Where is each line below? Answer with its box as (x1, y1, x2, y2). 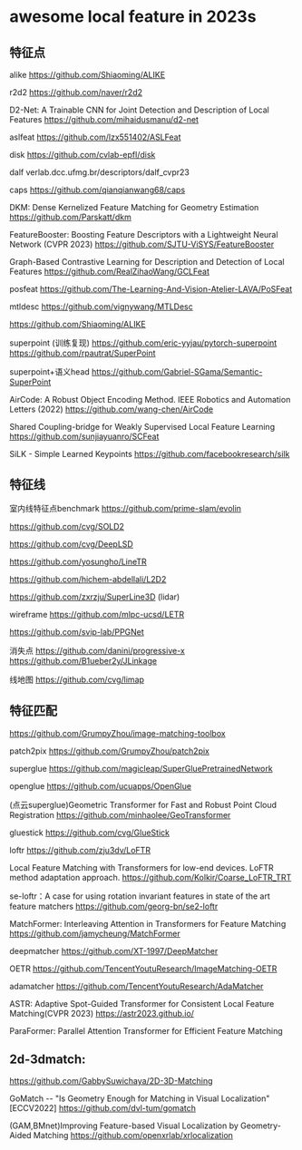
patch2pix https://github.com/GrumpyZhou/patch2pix (9, 746, 210, 756)
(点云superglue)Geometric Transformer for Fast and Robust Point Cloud (9, 799, 278, 810)
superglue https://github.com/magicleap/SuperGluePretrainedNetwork (9, 763, 274, 774)
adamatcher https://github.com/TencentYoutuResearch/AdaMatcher (9, 980, 264, 991)
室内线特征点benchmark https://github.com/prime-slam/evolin (9, 502, 242, 513)
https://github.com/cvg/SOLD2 (9, 521, 125, 531)
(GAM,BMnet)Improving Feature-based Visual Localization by (9, 1120, 239, 1131)
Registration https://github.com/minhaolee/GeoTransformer (9, 809, 231, 820)
